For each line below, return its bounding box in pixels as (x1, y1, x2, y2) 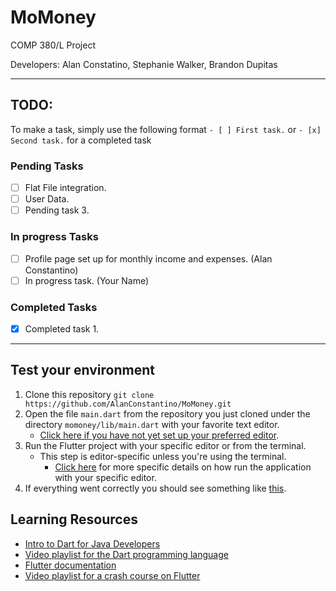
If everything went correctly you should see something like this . (24, 482, 287, 494)
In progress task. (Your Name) (24, 274, 150, 286)
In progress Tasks (10, 230, 99, 244)
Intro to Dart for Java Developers (24, 537, 161, 550)
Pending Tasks (10, 159, 84, 173)
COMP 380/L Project (10, 39, 97, 51)
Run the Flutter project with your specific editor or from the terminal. (24, 439, 307, 451)
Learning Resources (10, 511, 138, 528)
